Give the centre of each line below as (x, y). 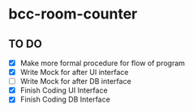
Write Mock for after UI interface (74, 73)
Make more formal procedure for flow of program (102, 63)
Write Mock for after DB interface (75, 81)
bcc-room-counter (73, 14)
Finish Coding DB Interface (65, 100)
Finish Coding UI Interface (64, 90)
